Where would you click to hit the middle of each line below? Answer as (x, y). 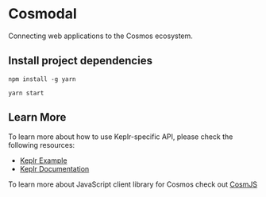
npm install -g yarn (42, 79)
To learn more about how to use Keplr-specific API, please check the (121, 137)
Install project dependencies (81, 61)
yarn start (26, 93)
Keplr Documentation (54, 168)
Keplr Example (43, 160)
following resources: (42, 145)
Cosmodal (42, 14)
